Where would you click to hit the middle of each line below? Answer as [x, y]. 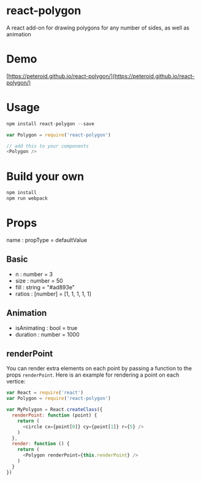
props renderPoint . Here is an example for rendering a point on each [93, 375]
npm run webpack [27, 198]
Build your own [45, 176]
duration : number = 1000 [47, 334]
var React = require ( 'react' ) [45, 393]
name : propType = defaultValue [47, 240]
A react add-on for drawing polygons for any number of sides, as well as [98, 28]
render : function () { [41, 444]
